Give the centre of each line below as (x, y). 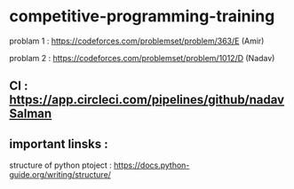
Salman (31, 114)
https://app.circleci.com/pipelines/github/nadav (147, 100)
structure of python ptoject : (61, 165)
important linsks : (59, 144)
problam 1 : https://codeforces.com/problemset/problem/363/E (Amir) (137, 41)
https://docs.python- (152, 165)
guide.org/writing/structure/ (60, 175)
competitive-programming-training (142, 16)
